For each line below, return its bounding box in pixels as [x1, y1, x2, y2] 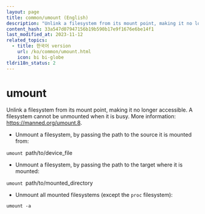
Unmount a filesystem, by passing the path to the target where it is [15, 161, 183, 168]
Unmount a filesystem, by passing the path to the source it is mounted [15, 131, 192, 138]
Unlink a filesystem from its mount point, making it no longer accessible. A [6, 106, 193, 113]
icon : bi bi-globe [17, 54, 64, 60]
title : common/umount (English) [6, 15, 88, 21]
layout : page [6, 9, 40, 15]
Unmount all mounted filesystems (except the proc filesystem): [15, 191, 173, 199]
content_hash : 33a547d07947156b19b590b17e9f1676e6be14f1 [6, 26, 154, 32]
